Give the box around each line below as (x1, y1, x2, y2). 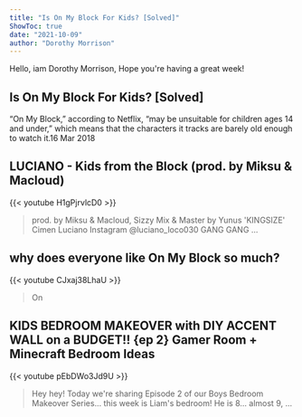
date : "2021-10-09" (9, 30, 83, 39)
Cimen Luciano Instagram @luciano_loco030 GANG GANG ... (31, 223, 259, 235)
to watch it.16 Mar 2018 (9, 133, 96, 144)
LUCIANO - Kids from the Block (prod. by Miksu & (9, 159, 292, 175)
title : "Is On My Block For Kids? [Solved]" (9, 13, 180, 23)
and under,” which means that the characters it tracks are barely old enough (9, 123, 293, 134)
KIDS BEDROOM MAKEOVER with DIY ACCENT (9, 318, 278, 334)
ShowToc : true (9, 22, 63, 31)
